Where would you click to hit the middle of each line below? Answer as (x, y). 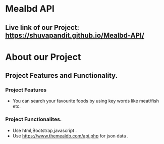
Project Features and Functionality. (61, 76)
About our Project (43, 57)
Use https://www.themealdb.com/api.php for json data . (70, 136)
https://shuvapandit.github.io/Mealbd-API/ (75, 35)
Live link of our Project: (42, 28)
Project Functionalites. (34, 119)
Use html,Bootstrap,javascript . (45, 130)
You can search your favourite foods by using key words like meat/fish (86, 101)
